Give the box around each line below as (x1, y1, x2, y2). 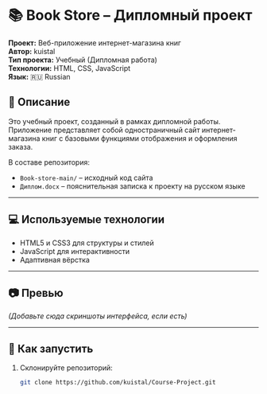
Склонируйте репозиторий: (19, 363, 113, 373)
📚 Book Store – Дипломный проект (8, 6, 253, 25)
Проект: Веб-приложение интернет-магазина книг (8, 37, 181, 48)
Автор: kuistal (8, 46, 56, 56)
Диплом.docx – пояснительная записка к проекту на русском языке (19, 181, 246, 191)
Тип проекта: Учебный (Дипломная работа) (8, 55, 157, 64)
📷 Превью (8, 286, 64, 299)
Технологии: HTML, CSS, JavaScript (8, 63, 131, 72)
